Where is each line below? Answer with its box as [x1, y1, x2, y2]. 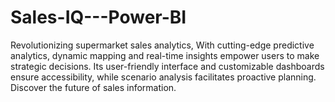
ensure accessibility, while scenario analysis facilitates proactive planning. [10, 71, 317, 83]
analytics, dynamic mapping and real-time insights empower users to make [10, 49, 320, 61]
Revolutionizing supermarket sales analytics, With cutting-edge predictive [10, 39, 315, 51]
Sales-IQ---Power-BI [10, 6, 187, 29]
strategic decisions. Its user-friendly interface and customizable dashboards [10, 60, 325, 72]
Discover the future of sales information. [10, 81, 177, 93]
